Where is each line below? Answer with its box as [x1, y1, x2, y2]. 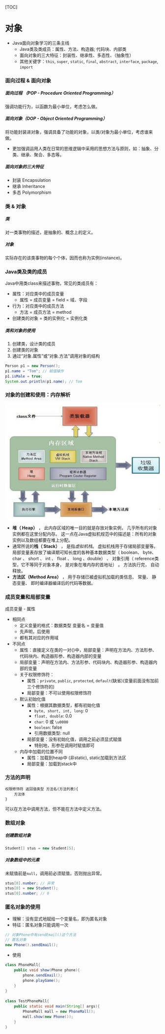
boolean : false [34, 724, 62, 730]
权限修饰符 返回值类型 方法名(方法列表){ [5, 787, 79, 791]
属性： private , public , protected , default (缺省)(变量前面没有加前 [27, 678, 159, 683]
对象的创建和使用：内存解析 [5, 391, 71, 398]
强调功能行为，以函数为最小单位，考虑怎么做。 [5, 103, 100, 109]
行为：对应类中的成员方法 [12, 303, 64, 309]
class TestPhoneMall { [5, 999, 50, 1004]
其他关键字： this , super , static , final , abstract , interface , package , [19, 58, 159, 64]
